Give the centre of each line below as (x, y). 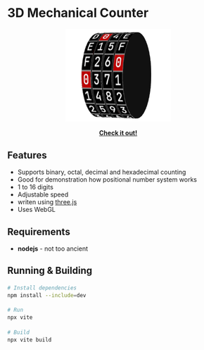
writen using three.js (47, 202)
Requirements (39, 231)
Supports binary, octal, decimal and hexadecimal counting (102, 172)
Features (27, 155)
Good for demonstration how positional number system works (107, 180)
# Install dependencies (42, 288)
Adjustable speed (43, 194)
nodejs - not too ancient (53, 249)
